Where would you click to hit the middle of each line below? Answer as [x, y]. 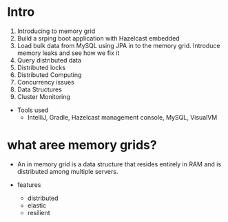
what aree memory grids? [82, 145]
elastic [37, 205]
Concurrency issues [45, 82]
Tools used [33, 110]
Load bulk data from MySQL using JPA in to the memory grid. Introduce [118, 45]
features [29, 185]
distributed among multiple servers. [68, 171]
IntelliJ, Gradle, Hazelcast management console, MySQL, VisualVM [122, 117]
